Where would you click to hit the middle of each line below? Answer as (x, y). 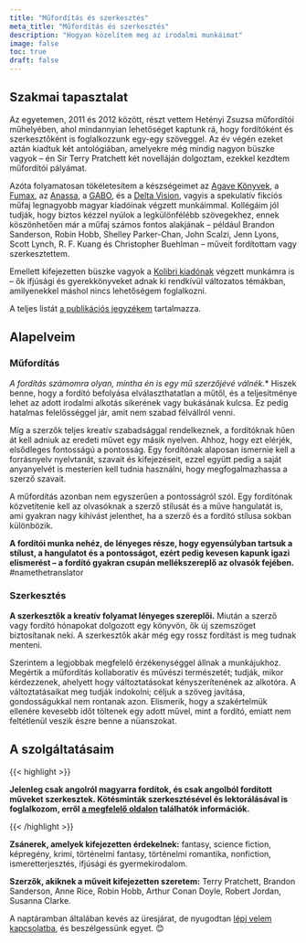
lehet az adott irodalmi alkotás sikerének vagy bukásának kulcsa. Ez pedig (149, 402)
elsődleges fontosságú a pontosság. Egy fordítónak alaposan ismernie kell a (153, 450)
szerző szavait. (38, 478)
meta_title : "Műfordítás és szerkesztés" (90, 26)
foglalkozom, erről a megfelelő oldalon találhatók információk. (130, 809)
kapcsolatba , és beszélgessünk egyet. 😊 (87, 927)
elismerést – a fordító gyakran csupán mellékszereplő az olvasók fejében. (152, 562)
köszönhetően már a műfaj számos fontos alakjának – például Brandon (142, 224)
